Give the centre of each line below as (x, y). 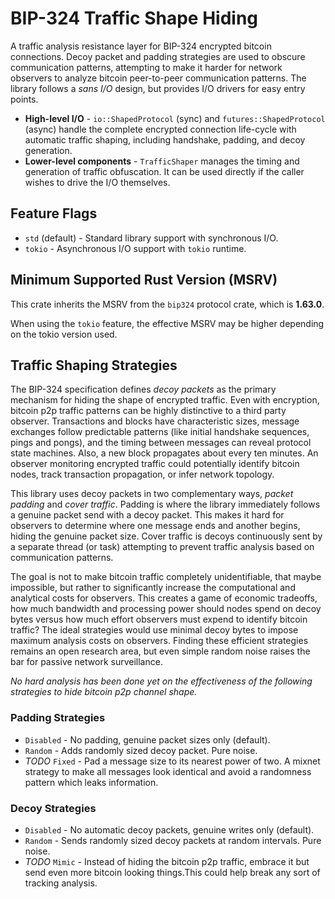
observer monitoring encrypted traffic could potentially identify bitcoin (155, 464)
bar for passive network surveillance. (86, 662)
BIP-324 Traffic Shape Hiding (134, 18)
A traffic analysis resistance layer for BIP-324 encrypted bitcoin (141, 46)
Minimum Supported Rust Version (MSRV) (144, 280)
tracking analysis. (61, 883)
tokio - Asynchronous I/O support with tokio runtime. (135, 248)
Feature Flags (54, 213)
